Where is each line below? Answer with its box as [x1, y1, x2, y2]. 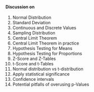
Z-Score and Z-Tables [12, 56, 56, 61]
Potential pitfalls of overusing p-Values [12, 81, 90, 87]
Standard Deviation [12, 20, 51, 26]
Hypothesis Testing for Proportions [12, 51, 82, 57]
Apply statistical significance [12, 71, 70, 77]
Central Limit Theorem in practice [12, 40, 79, 46]
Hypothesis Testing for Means [12, 46, 73, 51]
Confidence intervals [12, 77, 54, 82]
